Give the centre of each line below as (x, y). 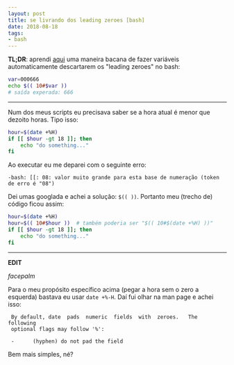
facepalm (22, 276)
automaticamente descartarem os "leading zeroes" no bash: (94, 67)
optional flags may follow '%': (58, 329)
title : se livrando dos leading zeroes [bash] (76, 20)
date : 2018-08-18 (33, 26)
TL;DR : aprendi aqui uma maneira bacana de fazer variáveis (94, 59)
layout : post (27, 14)
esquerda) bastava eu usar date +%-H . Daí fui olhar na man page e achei (111, 297)
